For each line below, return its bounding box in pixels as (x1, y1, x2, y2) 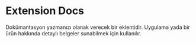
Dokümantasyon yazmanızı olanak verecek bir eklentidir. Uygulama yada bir (5, 24, 190, 31)
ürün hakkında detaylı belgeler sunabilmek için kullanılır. (5, 29, 142, 37)
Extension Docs (5, 4, 84, 18)
